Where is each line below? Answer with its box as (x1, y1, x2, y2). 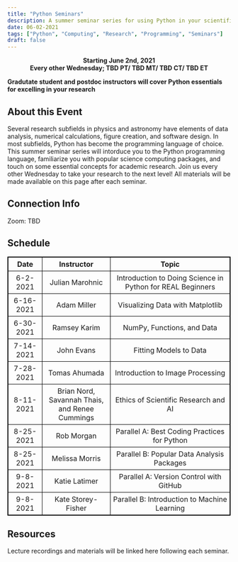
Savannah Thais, (48, 395, 104, 404)
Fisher (66, 503, 87, 513)
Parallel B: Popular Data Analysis (115, 448, 225, 458)
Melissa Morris (52, 453, 101, 463)
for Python (152, 435, 188, 445)
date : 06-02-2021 (7, 23, 59, 31)
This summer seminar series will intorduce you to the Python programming (7, 147, 225, 155)
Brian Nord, (57, 386, 96, 396)
